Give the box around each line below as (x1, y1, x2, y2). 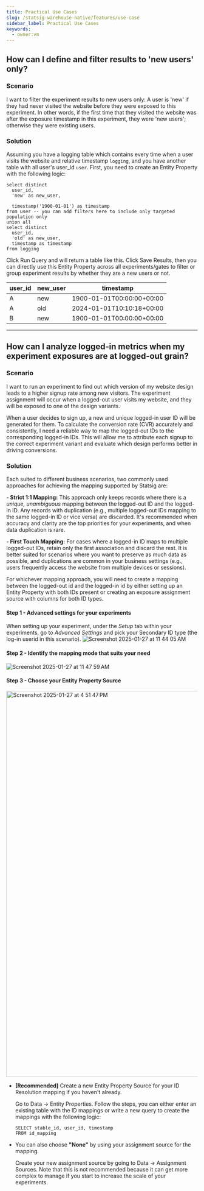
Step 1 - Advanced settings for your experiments (6, 609, 132, 616)
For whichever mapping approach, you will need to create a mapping (6, 576, 178, 583)
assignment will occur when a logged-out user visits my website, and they (6, 395, 192, 403)
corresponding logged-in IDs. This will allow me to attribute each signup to (6, 433, 193, 440)
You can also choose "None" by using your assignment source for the (15, 1140, 191, 1148)
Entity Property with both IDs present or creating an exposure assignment (6, 588, 191, 596)
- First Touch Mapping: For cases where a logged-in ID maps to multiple (6, 538, 188, 545)
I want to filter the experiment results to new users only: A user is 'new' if (6, 96, 189, 103)
